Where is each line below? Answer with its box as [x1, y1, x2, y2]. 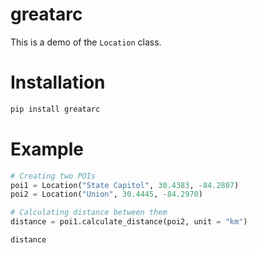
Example [10, 138, 84, 160]
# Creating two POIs [10, 171, 97, 181]
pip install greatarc [10, 104, 101, 114]
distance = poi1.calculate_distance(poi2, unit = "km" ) [10, 217, 248, 227]
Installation [10, 71, 106, 94]
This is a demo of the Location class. [10, 36, 162, 48]
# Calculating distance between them [10, 208, 168, 218]
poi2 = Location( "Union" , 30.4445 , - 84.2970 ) [10, 189, 203, 200]
